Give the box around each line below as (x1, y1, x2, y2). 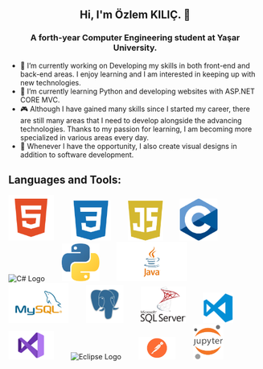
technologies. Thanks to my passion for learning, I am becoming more (19, 124, 253, 134)
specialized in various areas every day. (19, 132, 150, 142)
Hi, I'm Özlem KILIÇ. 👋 (80, 8, 191, 22)
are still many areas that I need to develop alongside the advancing (19, 115, 243, 125)
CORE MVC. (19, 94, 60, 105)
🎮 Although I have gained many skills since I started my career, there (19, 104, 251, 114)
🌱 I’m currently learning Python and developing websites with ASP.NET (19, 86, 256, 96)
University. (113, 42, 158, 53)
